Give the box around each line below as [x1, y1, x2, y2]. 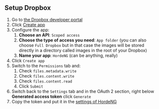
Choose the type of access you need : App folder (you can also [18, 37, 146, 43]
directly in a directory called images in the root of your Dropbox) [18, 47, 147, 53]
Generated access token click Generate [11, 94, 91, 99]
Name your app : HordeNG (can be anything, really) [18, 53, 118, 58]
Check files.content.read [18, 78, 72, 84]
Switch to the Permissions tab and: [11, 63, 81, 68]
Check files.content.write [18, 73, 75, 79]
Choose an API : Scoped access [18, 32, 80, 38]
